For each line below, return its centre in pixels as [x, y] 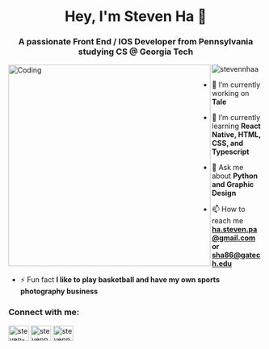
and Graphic [233, 185]
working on [231, 93]
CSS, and [228, 143]
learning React [236, 126]
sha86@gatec [236, 255]
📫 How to [229, 210]
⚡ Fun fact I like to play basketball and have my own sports [120, 280]
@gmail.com [234, 238]
